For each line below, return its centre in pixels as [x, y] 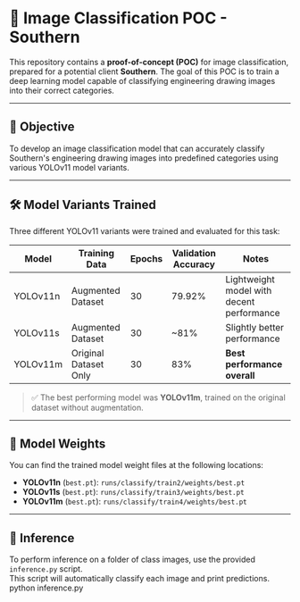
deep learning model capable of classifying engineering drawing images [142, 80]
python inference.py [46, 588]
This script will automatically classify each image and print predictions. [140, 579]
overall [240, 375]
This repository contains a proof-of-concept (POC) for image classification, [149, 62]
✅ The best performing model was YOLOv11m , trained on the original [158, 397]
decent [240, 301]
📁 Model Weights [58, 443]
